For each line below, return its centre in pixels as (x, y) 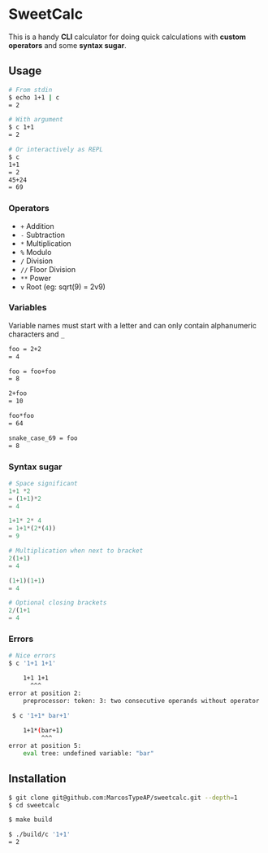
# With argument (36, 120)
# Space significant (43, 483)
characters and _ (37, 334)
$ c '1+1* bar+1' (41, 716)
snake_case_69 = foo (43, 438)
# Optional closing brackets (58, 603)
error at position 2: (45, 693)
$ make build (30, 820)
